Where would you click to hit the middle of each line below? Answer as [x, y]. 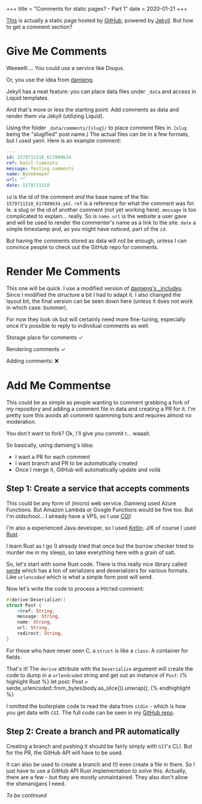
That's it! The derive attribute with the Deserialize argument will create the [100, 669]
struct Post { [24, 605]
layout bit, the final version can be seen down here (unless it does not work [99, 301]
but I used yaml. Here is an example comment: [64, 140]
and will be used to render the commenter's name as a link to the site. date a [101, 222]
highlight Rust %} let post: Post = [47, 681]
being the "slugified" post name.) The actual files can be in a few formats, [98, 134]
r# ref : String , [36, 611]
